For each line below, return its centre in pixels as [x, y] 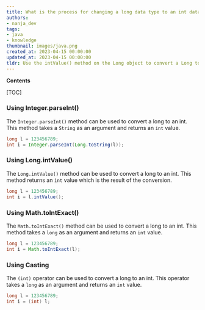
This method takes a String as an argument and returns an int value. [93, 128]
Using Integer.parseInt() [43, 108]
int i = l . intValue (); [35, 197]
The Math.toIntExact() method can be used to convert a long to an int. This [102, 226]
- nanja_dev [21, 23]
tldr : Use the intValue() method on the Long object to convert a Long [99, 63]
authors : [17, 18]
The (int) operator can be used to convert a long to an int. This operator [98, 278]
